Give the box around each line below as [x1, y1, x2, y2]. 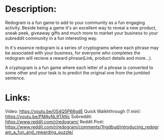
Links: [5, 92, 31, 103]
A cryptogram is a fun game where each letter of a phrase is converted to [5, 65, 153, 70]
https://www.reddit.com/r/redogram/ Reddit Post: [5, 118, 104, 124]
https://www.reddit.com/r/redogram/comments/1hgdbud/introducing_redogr [5, 124, 159, 130]
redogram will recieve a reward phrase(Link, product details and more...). [5, 55, 152, 61]
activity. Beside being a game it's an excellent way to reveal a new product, [5, 24, 157, 30]
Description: [5, 3, 57, 15]
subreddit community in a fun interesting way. [5, 35, 98, 41]
